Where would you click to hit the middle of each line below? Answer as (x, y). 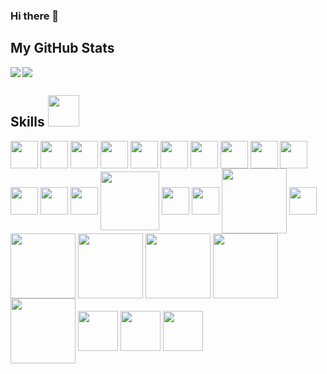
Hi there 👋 (35, 16)
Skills (27, 122)
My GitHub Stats (62, 48)
